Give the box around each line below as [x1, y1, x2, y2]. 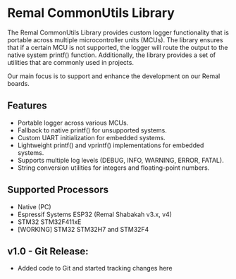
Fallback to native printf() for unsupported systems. [17, 125, 168, 135]
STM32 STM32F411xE [17, 217, 82, 226]
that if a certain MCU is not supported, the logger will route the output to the [7, 43, 228, 51]
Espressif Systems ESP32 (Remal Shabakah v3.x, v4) [17, 210, 173, 218]
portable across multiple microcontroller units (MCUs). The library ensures [7, 35, 223, 44]
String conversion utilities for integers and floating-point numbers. [17, 163, 210, 172]
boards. [7, 79, 30, 87]
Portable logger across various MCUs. [17, 118, 129, 127]
